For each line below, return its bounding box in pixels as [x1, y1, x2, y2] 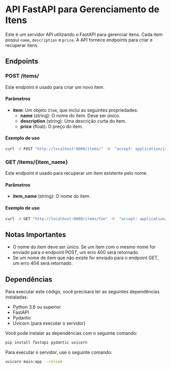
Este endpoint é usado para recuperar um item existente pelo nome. [5, 170, 148, 176]
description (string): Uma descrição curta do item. [20, 118, 127, 124]
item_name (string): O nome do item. [12, 193, 91, 199]
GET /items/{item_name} [5, 158, 68, 166]
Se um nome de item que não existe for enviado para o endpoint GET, [12, 255, 159, 261]
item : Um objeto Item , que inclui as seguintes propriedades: [12, 107, 138, 113]
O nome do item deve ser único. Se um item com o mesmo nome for [12, 244, 156, 250]
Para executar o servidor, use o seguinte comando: [5, 349, 112, 355]
